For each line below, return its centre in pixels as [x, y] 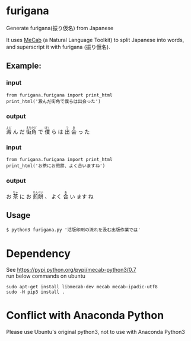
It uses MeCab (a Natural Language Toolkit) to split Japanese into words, [95, 40]
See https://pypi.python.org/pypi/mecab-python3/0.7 [71, 270]
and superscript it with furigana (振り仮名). [58, 47]
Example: [24, 66]
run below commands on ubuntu [46, 276]
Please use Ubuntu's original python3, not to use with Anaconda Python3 [95, 332]
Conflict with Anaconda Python [85, 316]
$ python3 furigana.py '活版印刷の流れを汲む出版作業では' [74, 230]
